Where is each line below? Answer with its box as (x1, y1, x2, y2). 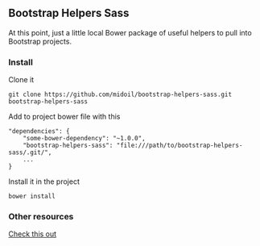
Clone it (8, 75, 35, 85)
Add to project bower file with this (8, 112, 121, 122)
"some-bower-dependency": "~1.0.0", (23, 135, 147, 143)
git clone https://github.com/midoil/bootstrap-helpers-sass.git (8, 90, 232, 99)
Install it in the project (8, 177, 80, 186)
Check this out (8, 229, 57, 239)
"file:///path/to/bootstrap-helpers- (116, 141, 243, 150)
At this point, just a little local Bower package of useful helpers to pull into (8, 27, 252, 37)
